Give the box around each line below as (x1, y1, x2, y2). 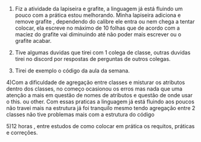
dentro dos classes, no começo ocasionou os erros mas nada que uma (6, 85, 183, 92)
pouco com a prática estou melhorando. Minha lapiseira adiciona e (14, 11, 181, 19)
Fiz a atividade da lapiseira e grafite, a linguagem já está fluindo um (14, 5, 183, 12)
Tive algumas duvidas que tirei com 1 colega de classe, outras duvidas (14, 49, 191, 56)
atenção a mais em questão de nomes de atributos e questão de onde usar (6, 92, 193, 98)
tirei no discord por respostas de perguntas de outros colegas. (14, 56, 171, 62)
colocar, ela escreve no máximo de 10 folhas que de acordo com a (14, 24, 180, 31)
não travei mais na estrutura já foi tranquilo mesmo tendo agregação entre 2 (6, 105, 196, 111)
